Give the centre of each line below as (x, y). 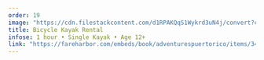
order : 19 (24, 15)
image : (19, 23)
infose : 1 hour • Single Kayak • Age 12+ (77, 37)
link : (17, 44)
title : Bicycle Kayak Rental (56, 30)
